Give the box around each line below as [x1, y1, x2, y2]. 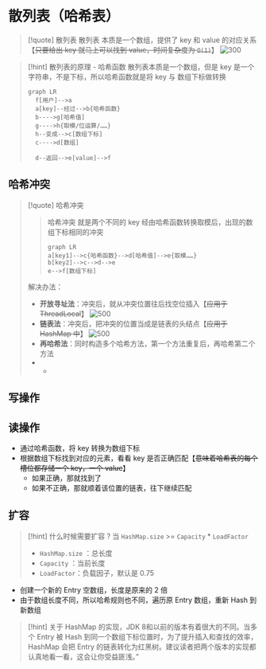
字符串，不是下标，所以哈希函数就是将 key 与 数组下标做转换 [27, 72, 226, 81]
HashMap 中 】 [39, 328, 87, 338]
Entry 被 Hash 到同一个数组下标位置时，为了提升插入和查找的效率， [37, 632, 258, 641]
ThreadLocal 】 [39, 308, 89, 319]
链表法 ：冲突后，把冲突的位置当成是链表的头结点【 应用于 [39, 319, 228, 328]
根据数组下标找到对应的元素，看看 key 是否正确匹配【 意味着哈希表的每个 [19, 453, 258, 463]
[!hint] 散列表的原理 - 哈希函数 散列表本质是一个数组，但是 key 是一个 [27, 61, 255, 72]
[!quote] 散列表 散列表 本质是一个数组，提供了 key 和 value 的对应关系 [27, 35, 257, 45]
